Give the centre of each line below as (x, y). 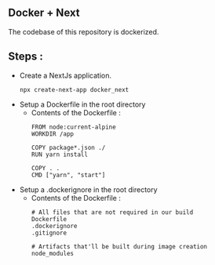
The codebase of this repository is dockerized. (84, 31)
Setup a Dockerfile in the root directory (82, 104)
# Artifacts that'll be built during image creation (119, 246)
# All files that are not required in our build (112, 212)
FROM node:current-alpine (73, 127)
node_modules (53, 253)
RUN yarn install (60, 154)
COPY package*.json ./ (68, 147)
